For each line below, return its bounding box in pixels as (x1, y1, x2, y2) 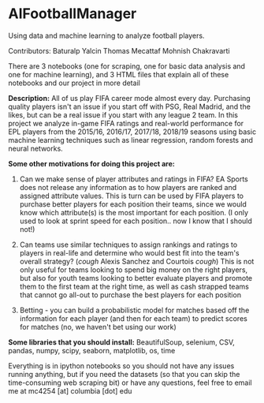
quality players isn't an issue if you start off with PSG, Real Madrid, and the (8, 102, 251, 111)
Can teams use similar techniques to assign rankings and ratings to (19, 240, 238, 249)
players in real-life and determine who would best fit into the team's (19, 248, 240, 257)
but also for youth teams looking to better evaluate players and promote (19, 273, 253, 282)
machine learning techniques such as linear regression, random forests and (8, 135, 254, 144)
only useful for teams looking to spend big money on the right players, (19, 265, 248, 274)
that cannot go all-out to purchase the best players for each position (19, 289, 242, 300)
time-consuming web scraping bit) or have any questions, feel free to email (8, 378, 252, 387)
